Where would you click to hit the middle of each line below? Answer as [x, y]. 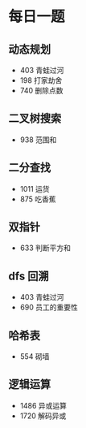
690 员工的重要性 [49, 307]
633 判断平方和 [45, 248]
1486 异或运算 [43, 405]
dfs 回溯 [29, 276]
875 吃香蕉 [38, 199]
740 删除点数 [41, 91]
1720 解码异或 [43, 416]
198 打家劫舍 [41, 80]
